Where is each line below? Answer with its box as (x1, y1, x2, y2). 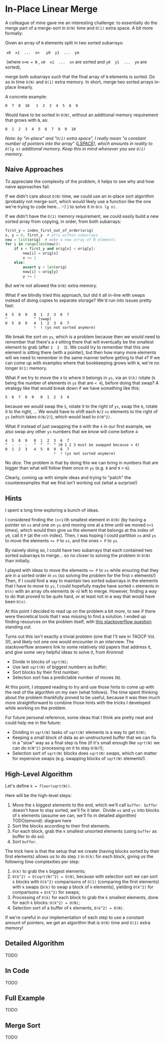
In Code (5, 967, 30, 975)
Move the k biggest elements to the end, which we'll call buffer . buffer (12, 802, 158, 808)
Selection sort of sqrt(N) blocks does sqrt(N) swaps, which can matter (12, 750, 158, 756)
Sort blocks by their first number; (12, 669, 80, 675)
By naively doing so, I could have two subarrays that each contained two (5, 547, 153, 553)
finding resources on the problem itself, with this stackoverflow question (5, 619, 152, 625)
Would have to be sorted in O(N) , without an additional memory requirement (5, 112, 159, 118)
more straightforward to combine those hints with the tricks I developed (5, 700, 151, 706)
